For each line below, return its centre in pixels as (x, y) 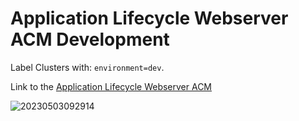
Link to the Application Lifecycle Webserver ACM (111, 86)
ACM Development (90, 39)
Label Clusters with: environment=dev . (87, 67)
